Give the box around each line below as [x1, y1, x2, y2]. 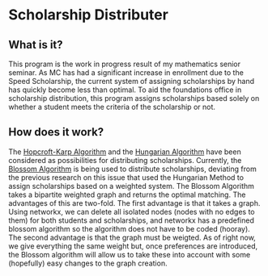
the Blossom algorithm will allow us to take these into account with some [8, 249, 251, 259]
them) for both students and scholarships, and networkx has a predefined [8, 215, 255, 225]
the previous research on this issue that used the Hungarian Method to [8, 172, 245, 182]
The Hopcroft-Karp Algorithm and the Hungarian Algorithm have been [8, 147, 241, 157]
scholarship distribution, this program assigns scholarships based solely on [8, 94, 260, 102]
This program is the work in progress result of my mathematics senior [8, 59, 241, 69]
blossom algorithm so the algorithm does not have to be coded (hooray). [8, 224, 251, 233]
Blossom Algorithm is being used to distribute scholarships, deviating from [8, 164, 257, 174]
